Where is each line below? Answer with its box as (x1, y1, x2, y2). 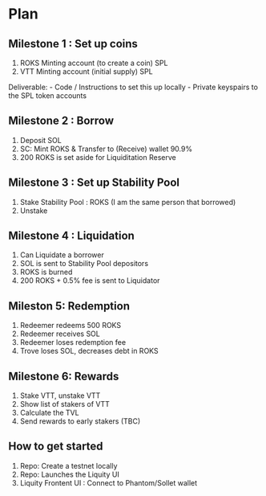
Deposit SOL (19, 135, 62, 145)
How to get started (8, 440, 103, 453)
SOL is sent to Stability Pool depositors (19, 259, 149, 268)
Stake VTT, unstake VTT (19, 391, 101, 400)
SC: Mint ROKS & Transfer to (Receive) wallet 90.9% (19, 144, 193, 154)
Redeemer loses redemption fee (19, 338, 127, 347)
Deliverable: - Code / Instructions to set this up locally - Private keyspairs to (8, 82, 259, 92)
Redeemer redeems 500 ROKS (19, 321, 122, 330)
